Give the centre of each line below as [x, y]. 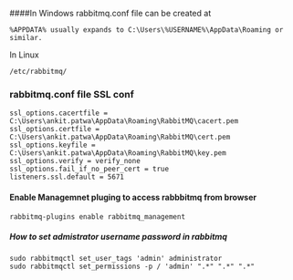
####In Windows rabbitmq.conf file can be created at [110, 13]
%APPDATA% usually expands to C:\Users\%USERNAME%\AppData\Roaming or [146, 30]
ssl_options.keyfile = [52, 145]
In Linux [24, 55]
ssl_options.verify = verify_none [75, 161]
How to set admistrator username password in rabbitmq [119, 237]
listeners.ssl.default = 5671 [67, 177]
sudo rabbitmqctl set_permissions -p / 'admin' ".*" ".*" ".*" [132, 267]
